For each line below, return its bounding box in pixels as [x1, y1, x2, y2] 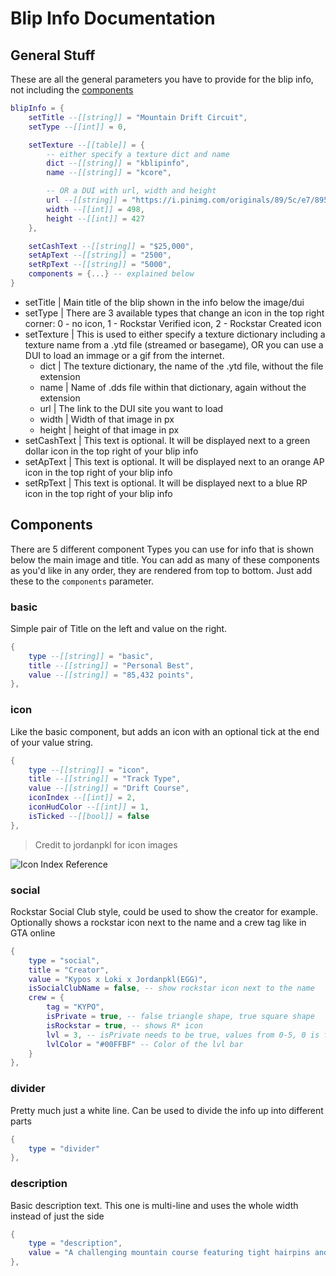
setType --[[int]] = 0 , [28, 122, 128, 132]
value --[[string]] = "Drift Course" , [28, 783, 190, 794]
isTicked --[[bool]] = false [28, 811, 150, 821]
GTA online [10, 927, 56, 939]
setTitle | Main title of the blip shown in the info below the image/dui [24, 296, 305, 308]
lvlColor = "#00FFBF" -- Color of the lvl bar [46, 1039, 244, 1049]
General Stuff [10, 47, 96, 64]
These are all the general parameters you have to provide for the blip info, [10, 73, 314, 85]
